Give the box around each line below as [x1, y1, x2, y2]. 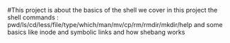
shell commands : [7, 13, 59, 21]
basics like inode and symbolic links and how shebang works [7, 28, 185, 36]
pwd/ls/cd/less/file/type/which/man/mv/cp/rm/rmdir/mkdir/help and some [7, 21, 223, 28]
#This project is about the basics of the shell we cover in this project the [7, 6, 218, 14]
